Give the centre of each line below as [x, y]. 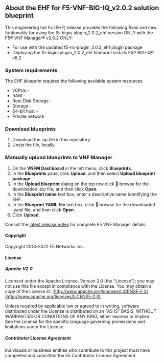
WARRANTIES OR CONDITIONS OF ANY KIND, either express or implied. [78, 317]
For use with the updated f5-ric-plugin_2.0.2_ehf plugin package [77, 47]
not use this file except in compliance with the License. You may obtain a [78, 286]
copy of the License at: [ [30, 291]
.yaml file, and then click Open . [44, 210]
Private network [28, 116]
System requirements [31, 70]
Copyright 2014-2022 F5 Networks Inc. [45, 246]
